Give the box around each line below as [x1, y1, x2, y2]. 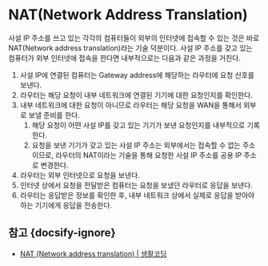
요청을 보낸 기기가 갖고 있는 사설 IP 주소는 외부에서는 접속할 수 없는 [31, 140, 242, 150]
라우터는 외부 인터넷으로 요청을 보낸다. [19, 170, 140, 179]
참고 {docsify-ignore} [8, 226, 116, 240]
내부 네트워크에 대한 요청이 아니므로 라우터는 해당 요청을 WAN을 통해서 [19, 100, 242, 110]
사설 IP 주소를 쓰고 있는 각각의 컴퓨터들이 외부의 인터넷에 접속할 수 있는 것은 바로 [8, 33, 260, 42]
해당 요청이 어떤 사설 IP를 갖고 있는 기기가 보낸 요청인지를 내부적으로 [31, 120, 246, 130]
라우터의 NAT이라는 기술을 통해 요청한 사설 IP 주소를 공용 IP [55, 150, 242, 159]
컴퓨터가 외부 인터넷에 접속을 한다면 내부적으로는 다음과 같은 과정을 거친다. [8, 53, 242, 62]
